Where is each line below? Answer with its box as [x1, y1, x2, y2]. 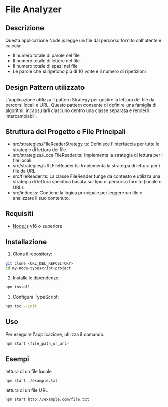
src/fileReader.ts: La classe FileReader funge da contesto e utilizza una [12, 173, 161, 179]
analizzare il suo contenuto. [12, 195, 70, 201]
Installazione [5, 237, 47, 246]
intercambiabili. [5, 113, 37, 119]
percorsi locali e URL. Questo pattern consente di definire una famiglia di [5, 102, 157, 108]
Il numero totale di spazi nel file [12, 63, 78, 69]
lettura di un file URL [5, 387, 48, 393]
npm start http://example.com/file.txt [5, 397, 90, 402]
